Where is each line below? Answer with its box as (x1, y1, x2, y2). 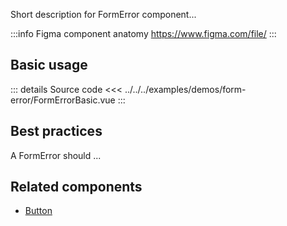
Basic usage (10, 57, 88, 74)
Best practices (10, 123, 103, 140)
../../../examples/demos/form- (124, 83, 247, 95)
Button (24, 205, 53, 217)
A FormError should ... (10, 149, 102, 161)
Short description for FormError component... (10, 9, 197, 20)
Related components (10, 179, 143, 196)
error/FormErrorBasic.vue (10, 94, 116, 106)
